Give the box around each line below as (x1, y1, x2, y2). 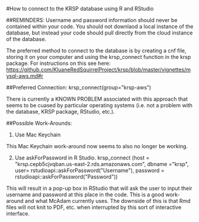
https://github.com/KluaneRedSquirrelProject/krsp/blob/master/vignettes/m (6, 66, 191, 73)
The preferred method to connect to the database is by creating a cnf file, (6, 47, 187, 54)
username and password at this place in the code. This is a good (6, 191, 165, 198)
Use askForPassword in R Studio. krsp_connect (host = (14, 154, 150, 161)
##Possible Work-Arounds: (6, 120, 72, 127)
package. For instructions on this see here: (6, 60, 111, 67)
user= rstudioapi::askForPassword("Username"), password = (14, 167, 165, 174)
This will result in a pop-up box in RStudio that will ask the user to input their (6, 185, 192, 192)
